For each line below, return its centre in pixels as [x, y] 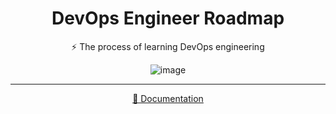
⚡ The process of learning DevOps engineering [168, 46]
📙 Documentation [168, 98]
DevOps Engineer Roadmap [168, 18]
